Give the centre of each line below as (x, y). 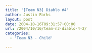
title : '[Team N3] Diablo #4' (37, 10)
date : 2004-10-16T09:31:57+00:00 (40, 24)
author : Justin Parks (28, 15)
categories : (18, 33)
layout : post (19, 19)
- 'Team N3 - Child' (31, 38)
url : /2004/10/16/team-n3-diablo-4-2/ (46, 29)
